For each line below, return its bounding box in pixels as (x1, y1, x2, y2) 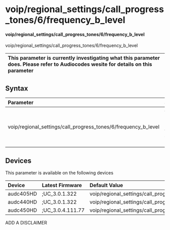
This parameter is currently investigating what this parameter (8, 55, 160, 62)
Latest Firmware (41, 182, 82, 189)
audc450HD (8, 207, 37, 214)
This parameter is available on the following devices (5, 170, 114, 176)
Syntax (5, 84, 28, 93)
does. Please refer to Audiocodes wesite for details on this (8, 61, 152, 68)
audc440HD (8, 199, 37, 206)
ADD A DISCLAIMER (5, 220, 47, 226)
